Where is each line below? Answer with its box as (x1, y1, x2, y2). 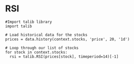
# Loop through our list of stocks (5, 45, 79, 50)
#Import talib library (5, 19, 52, 24)
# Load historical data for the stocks (5, 32, 88, 37)
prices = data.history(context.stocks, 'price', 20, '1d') (5, 37, 130, 42)
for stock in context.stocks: (5, 50, 68, 55)
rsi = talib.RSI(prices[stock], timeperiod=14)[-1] (9, 54, 119, 59)
